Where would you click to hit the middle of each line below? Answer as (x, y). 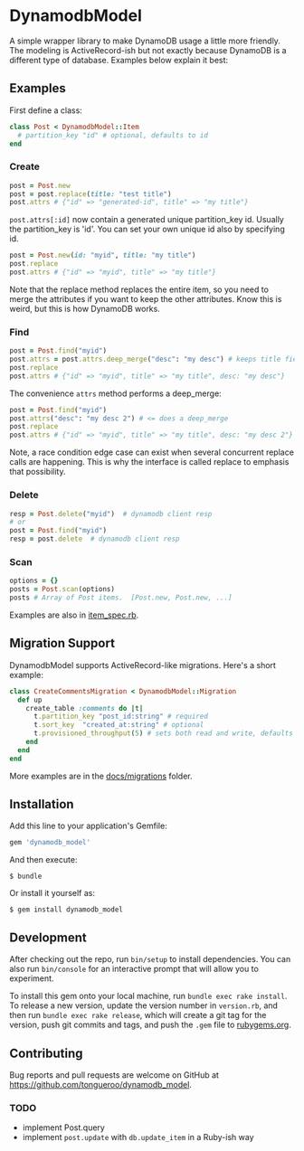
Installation (42, 804)
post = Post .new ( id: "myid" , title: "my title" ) (103, 255)
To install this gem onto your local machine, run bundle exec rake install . (148, 996)
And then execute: (43, 860)
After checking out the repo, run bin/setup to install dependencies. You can (150, 959)
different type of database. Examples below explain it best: (119, 60)
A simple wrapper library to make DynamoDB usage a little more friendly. (145, 41)
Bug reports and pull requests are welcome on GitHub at (114, 1075)
